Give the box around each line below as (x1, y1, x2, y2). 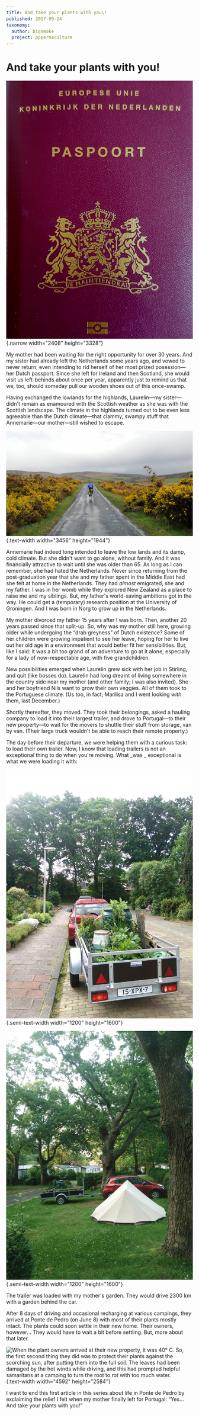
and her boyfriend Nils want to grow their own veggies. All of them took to (6, 684, 187, 691)
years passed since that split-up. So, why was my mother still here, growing (6, 623, 191, 630)
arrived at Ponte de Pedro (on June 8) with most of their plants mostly (6, 1315, 176, 1323)
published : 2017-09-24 (6, 15, 62, 22)
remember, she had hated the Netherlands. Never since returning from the (6, 567, 188, 574)
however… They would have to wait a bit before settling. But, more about (6, 1329, 184, 1336)
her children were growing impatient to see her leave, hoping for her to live (6, 635, 188, 642)
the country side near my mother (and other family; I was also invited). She (6, 678, 188, 685)
